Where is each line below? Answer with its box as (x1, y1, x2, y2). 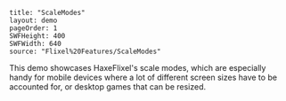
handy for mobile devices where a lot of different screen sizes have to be (9, 72, 278, 82)
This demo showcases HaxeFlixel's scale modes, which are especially (9, 63, 266, 73)
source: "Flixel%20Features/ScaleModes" (9, 47, 162, 56)
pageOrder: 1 (9, 24, 58, 33)
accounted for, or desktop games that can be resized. (9, 82, 207, 92)
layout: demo (9, 16, 58, 25)
